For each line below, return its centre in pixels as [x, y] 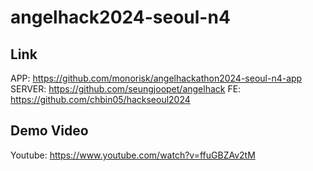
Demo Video [49, 131]
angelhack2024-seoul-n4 [120, 17]
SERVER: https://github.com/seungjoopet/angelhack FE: [126, 89]
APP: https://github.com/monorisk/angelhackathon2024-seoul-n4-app [156, 78]
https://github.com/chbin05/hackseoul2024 [100, 99]
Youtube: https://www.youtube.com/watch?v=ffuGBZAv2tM [133, 155]
